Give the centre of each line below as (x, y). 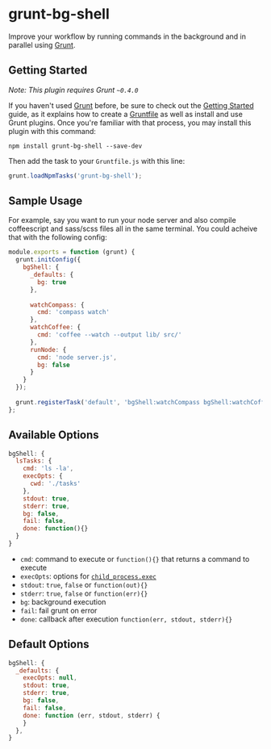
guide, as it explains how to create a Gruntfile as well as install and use (126, 114)
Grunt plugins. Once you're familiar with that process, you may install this (130, 123)
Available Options (54, 435)
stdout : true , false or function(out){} (84, 584)
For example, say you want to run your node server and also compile (122, 220)
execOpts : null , (50, 678)
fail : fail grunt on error (58, 610)
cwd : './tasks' (55, 483)
